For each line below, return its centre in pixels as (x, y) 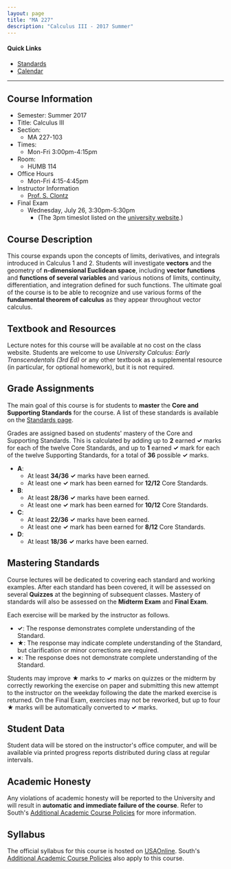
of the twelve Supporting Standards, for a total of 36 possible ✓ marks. (108, 455)
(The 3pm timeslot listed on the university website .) (110, 218)
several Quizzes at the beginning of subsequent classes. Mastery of (104, 594)
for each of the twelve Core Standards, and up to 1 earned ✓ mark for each (113, 448)
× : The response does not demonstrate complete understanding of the (117, 657)
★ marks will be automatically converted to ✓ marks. (82, 707)
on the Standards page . (41, 419)
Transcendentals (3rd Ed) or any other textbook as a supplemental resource (115, 360)
